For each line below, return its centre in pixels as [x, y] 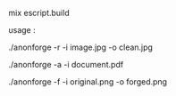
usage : [22, 30]
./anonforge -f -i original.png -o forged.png [88, 82]
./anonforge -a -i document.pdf [66, 64]
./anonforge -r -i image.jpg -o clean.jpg [81, 47]
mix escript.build [39, 13]
